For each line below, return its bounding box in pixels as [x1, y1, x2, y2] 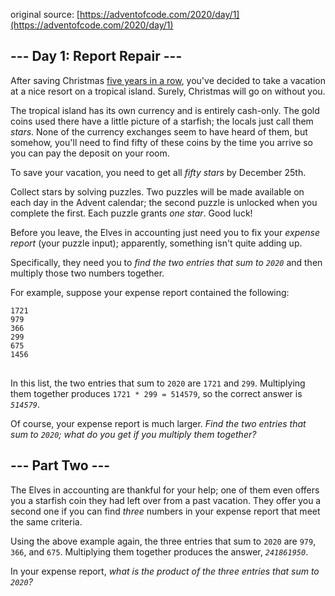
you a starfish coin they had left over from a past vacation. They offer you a [10, 494, 322, 506]
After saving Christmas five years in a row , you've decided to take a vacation [10, 74, 326, 86]
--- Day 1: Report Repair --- [10, 48, 183, 65]
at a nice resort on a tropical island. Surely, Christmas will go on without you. [10, 85, 326, 97]
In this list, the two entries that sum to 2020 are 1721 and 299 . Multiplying [10, 377, 306, 389]
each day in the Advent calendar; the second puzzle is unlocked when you [10, 196, 318, 208]
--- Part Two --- [10, 457, 111, 474]
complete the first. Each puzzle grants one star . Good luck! [10, 207, 253, 219]
